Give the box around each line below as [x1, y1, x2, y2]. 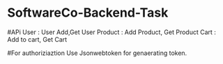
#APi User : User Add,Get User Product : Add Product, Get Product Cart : [7, 28, 216, 36]
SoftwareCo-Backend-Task [7, 5, 169, 21]
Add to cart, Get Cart [7, 35, 68, 43]
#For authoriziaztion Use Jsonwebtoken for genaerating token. [7, 49, 187, 57]
